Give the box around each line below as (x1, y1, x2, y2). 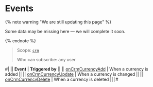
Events (5, 3, 34, 14)
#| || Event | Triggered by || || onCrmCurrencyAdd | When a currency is (5, 66, 149, 72)
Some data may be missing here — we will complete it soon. (5, 28, 125, 34)
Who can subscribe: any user (17, 56, 76, 62)
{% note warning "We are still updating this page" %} (5, 19, 112, 25)
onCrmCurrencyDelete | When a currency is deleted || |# (5, 76, 119, 82)
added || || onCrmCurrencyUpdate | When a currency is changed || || (5, 71, 143, 77)
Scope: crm (17, 47, 39, 53)
